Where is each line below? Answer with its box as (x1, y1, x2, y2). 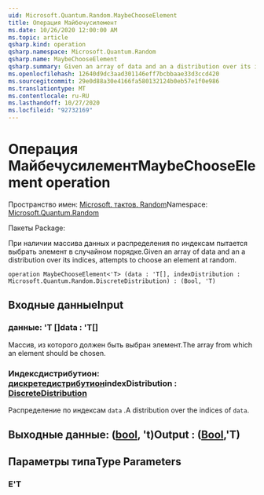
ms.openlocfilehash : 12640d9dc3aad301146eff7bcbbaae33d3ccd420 (8, 70, 220, 78)
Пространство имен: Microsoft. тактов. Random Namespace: (8, 200, 208, 209)
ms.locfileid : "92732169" (8, 107, 93, 115)
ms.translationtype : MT (8, 84, 86, 93)
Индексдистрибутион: (8, 368, 100, 379)
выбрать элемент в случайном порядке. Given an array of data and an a (8, 247, 246, 256)
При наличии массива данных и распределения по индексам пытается (8, 238, 248, 247)
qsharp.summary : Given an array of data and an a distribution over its (8, 63, 251, 71)
